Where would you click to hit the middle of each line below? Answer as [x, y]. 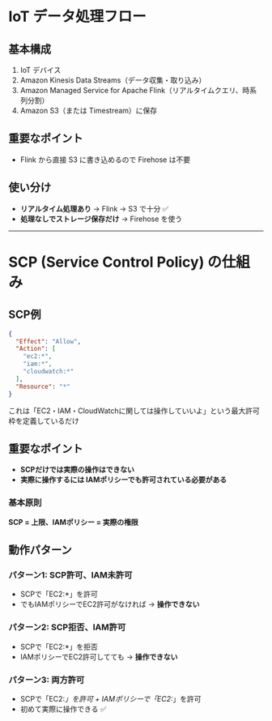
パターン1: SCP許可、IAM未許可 [70, 574]
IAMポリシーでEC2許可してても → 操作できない [99, 656]
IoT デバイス [40, 70]
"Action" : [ [36, 349]
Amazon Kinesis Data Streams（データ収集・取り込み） [113, 80]
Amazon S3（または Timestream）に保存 [89, 111]
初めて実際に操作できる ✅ [63, 709]
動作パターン [40, 550]
